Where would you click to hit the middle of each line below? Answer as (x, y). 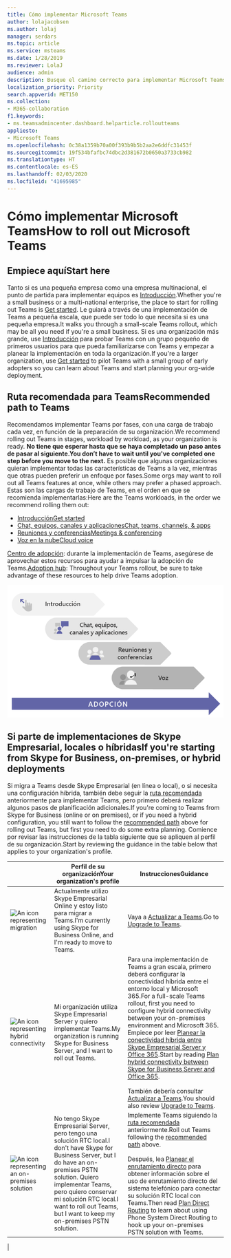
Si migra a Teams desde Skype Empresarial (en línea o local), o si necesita (112, 785)
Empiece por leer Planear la (166, 1032)
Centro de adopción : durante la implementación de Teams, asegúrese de (110, 553)
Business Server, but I (85, 1155)
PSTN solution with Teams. (166, 1232)
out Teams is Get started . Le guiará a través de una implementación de (107, 309)
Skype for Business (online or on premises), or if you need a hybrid (102, 815)
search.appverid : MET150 (43, 94)
